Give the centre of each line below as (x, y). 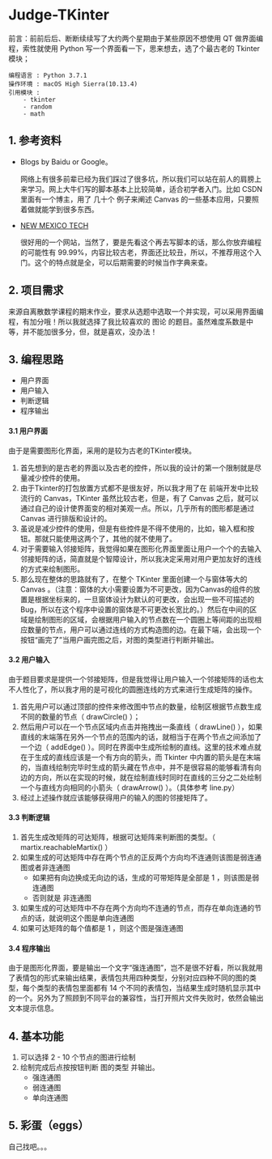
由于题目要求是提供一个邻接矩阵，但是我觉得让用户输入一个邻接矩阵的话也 (132, 679)
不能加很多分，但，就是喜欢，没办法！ (93, 331)
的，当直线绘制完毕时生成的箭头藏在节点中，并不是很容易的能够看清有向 (140, 767)
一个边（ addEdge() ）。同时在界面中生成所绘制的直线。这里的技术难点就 (140, 747)
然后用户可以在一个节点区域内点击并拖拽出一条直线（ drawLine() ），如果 (141, 727)
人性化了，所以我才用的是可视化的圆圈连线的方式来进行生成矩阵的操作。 (136, 689)
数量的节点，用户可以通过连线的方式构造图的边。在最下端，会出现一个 (144, 630)
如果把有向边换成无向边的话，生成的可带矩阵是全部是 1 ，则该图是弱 (146, 877)
